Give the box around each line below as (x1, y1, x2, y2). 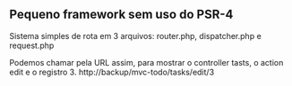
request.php (9, 40, 55, 51)
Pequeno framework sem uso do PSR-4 (9, 7, 234, 22)
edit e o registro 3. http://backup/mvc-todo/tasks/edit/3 (9, 66, 215, 77)
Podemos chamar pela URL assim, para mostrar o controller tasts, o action (9, 57, 284, 67)
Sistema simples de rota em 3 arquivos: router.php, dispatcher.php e (9, 30, 262, 41)
